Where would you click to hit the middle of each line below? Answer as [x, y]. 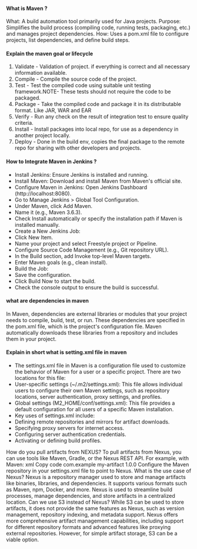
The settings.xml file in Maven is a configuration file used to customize [100, 366]
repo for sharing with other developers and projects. [78, 148]
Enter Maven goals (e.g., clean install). [61, 262]
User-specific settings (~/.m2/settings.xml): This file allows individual [98, 384]
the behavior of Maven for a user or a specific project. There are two [98, 372]
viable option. [23, 540]
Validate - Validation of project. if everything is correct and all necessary [102, 67]
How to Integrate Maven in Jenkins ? [51, 161]
